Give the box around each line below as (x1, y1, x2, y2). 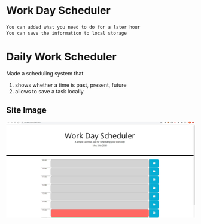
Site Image (6, 105, 47, 116)
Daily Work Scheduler (6, 50, 117, 63)
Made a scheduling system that (6, 69, 84, 77)
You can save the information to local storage (6, 30, 127, 36)
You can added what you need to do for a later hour (6, 24, 141, 30)
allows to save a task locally (14, 87, 84, 95)
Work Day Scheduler (6, 4, 111, 17)
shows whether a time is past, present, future (14, 81, 127, 89)
